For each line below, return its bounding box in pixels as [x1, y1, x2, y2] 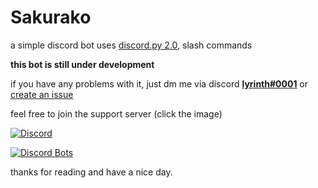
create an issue [10, 88, 74, 100]
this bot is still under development [10, 58, 155, 70]
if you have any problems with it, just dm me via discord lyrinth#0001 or [10, 77, 309, 90]
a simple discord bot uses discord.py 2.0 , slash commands [10, 39, 253, 51]
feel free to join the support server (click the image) [10, 107, 223, 120]
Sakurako [10, 6, 92, 29]
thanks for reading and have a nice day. [10, 166, 173, 178]
